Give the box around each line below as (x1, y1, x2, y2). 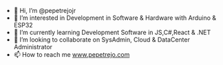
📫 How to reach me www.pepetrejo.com (13, 51, 130, 58)
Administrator (13, 43, 53, 51)
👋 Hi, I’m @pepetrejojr (13, 7, 76, 14)
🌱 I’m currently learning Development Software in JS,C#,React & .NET (13, 28, 211, 36)
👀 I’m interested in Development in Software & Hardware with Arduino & (13, 14, 217, 22)
